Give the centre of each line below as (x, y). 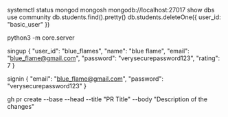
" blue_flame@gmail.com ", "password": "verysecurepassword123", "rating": (114, 58)
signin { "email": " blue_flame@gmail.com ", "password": (85, 79)
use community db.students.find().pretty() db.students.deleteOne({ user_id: (114, 17)
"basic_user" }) (28, 24)
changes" (21, 106)
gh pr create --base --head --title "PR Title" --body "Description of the (107, 99)
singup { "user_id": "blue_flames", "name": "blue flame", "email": (99, 51)
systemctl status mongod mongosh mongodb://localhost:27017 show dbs (111, 10)
